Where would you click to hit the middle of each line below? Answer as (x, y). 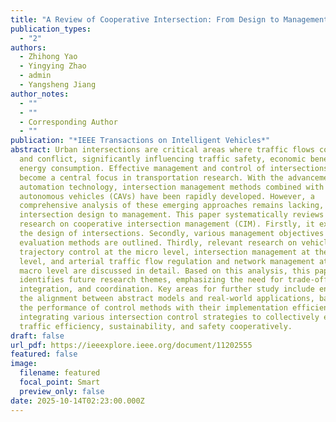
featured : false (44, 354)
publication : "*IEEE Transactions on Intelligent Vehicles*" (140, 141)
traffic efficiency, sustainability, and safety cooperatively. (156, 326)
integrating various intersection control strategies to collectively (169, 317)
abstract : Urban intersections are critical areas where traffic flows (162, 150)
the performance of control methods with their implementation (153, 308)
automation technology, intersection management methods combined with (172, 187)
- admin (35, 76)
